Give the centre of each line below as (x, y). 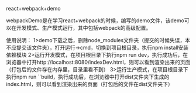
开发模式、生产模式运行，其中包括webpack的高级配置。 (84, 28)
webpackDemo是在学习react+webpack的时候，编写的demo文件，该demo (95, 20)
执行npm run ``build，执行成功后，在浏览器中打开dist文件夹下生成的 (88, 77)
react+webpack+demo (33, 8)
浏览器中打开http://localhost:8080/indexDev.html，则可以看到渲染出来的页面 (98, 62)
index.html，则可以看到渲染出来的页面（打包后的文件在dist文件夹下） (90, 84)
